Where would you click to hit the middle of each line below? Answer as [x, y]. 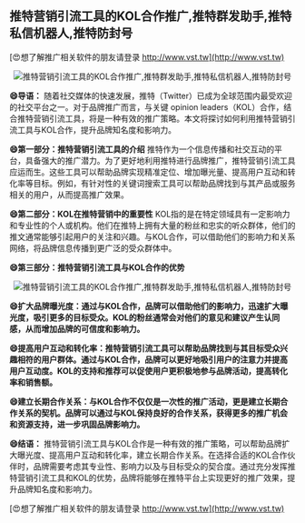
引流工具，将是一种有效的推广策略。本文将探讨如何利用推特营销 [168, 118]
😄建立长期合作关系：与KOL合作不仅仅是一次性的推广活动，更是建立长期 [145, 401]
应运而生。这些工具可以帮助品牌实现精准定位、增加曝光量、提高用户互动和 [148, 172]
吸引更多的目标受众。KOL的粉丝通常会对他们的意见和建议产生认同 [157, 317]
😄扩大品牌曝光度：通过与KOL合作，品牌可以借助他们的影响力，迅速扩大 [145, 306]
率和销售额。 [33, 382]
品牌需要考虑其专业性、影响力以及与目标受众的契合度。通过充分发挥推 [164, 466]
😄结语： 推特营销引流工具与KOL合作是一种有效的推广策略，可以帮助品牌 [146, 443]
